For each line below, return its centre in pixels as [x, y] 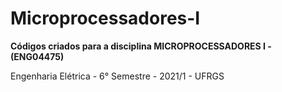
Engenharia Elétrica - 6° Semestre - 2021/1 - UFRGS [117, 76]
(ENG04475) [37, 56]
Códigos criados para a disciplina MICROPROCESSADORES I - [141, 46]
